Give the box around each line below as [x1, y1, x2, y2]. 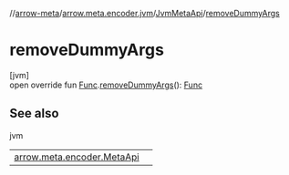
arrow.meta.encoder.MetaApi [14, 150, 139, 163]
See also [9, 106, 59, 121]
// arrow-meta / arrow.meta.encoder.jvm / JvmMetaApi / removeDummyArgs [9, 8, 280, 18]
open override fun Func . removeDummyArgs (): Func [9, 79, 203, 90]
